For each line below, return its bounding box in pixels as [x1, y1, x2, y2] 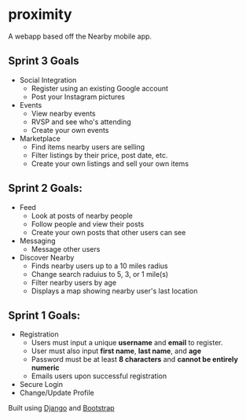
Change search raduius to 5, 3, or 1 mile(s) [31, 269, 169, 278]
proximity [8, 6, 72, 24]
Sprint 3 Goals [8, 54, 80, 68]
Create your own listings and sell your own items [31, 159, 189, 168]
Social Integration [19, 75, 77, 84]
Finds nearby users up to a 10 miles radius [31, 261, 168, 271]
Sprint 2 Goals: [8, 182, 83, 195]
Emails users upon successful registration [31, 371, 167, 381]
